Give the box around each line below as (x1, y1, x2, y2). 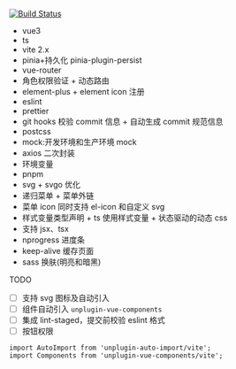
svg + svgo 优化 (21, 180, 81, 189)
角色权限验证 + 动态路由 (21, 75, 110, 86)
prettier (21, 106, 49, 116)
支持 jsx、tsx (21, 224, 69, 234)
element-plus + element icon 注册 (21, 87, 145, 96)
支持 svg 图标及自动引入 (21, 293, 110, 303)
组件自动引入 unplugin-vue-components (21, 304, 163, 314)
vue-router (21, 65, 62, 75)
